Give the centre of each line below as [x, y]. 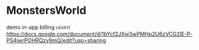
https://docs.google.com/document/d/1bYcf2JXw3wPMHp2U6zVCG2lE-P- [99, 34]
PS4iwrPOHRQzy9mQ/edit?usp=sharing [56, 40]
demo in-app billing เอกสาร [38, 27]
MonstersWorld [46, 11]
